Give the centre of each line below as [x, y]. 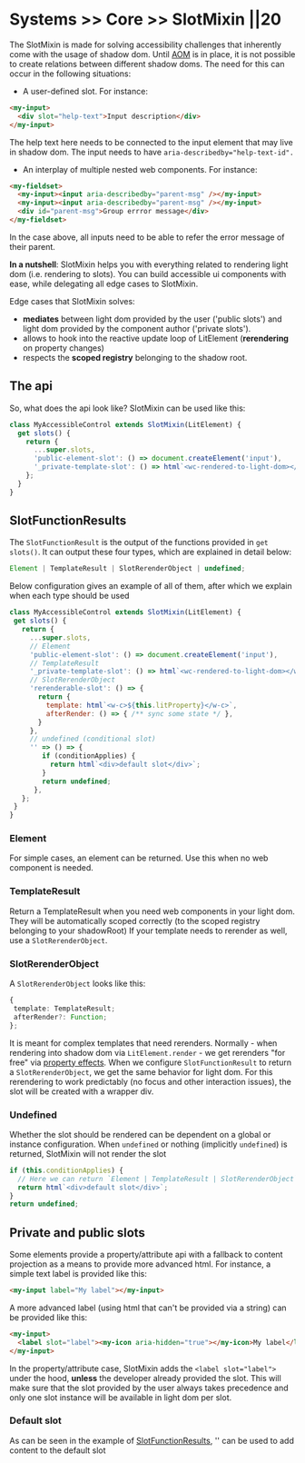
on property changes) [63, 348]
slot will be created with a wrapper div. [82, 1091]
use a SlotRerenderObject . [59, 940]
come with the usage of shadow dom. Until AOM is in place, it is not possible [152, 54]
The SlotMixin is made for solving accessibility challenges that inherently [145, 45]
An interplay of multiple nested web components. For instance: [140, 169]
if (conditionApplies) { [89, 756]
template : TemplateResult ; [64, 1009]
